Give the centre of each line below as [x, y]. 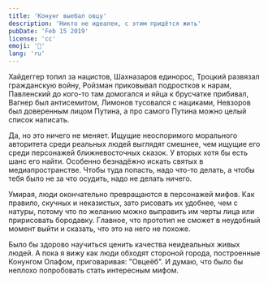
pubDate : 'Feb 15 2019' [49, 31]
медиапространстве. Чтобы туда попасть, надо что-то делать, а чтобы [132, 170]
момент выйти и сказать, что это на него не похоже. [99, 229]
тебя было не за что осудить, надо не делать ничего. [100, 178]
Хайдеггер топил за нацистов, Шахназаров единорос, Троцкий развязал [134, 77]
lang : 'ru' [27, 54]
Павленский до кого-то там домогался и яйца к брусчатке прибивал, [129, 94]
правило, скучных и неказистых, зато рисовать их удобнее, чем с [123, 203]
